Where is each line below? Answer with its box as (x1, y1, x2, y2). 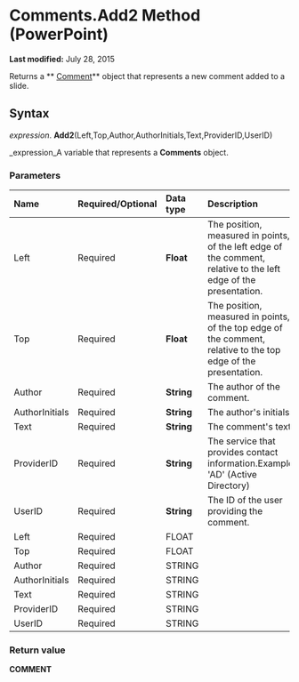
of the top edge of (207, 322, 283, 334)
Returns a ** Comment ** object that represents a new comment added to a (9, 70, 286, 81)
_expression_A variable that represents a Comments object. (9, 147, 229, 157)
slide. (9, 80, 29, 91)
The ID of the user (207, 494, 283, 507)
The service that (207, 435, 276, 447)
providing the (207, 505, 263, 518)
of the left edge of (207, 241, 283, 253)
